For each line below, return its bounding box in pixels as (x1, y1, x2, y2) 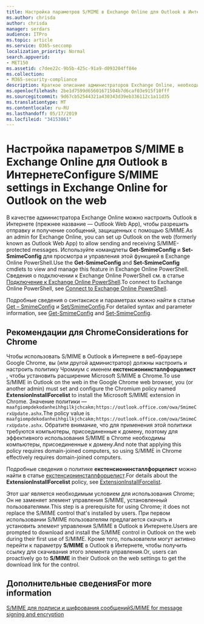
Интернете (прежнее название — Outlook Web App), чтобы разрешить (6, 220, 189, 228)
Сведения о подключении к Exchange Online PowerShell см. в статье (6, 272, 185, 279)
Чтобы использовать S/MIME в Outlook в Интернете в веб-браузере (6, 353, 183, 360)
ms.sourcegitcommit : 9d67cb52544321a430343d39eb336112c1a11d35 (6, 93, 170, 100)
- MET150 (6, 59, 29, 66)
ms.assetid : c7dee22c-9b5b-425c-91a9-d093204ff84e (6, 65, 137, 72)
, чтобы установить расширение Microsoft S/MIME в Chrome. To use (6, 372, 181, 379)
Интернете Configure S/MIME (6, 168, 159, 182)
